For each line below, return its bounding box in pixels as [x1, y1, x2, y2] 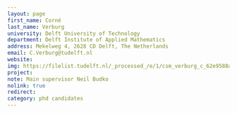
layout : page [7, 10, 46, 18]
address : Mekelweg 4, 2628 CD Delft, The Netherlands [7, 43, 169, 50]
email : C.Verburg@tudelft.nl [7, 50, 93, 57]
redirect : [7, 88, 37, 95]
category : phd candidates [7, 95, 83, 102]
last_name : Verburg [7, 23, 65, 30]
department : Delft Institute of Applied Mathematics [7, 36, 166, 44]
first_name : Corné [7, 17, 61, 24]
